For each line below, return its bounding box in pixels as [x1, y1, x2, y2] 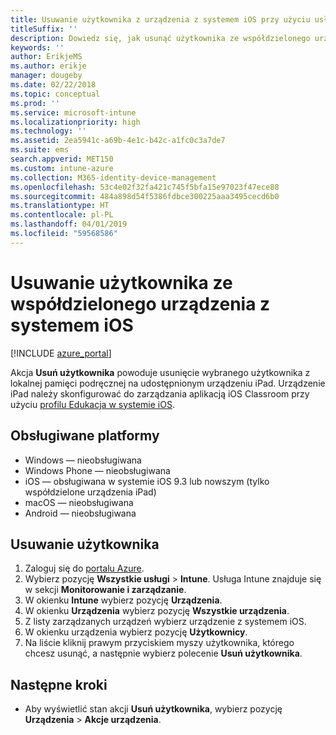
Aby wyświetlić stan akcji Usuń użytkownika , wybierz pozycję [24, 703, 283, 715]
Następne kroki [10, 676, 108, 693]
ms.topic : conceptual [10, 89, 101, 99]
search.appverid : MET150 [10, 154, 114, 164]
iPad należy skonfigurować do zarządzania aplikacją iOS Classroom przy [10, 387, 310, 400]
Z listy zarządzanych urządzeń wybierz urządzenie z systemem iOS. [24, 616, 307, 628]
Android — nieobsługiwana [24, 507, 137, 519]
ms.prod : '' [10, 98, 60, 108]
